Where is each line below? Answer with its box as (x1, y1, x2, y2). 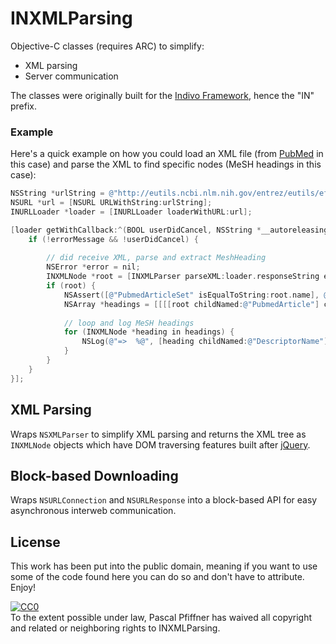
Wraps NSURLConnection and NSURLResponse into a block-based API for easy (10, 494, 318, 506)
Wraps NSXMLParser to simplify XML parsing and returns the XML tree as (10, 428, 307, 440)
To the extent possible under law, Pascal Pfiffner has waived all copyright (10, 612, 313, 624)
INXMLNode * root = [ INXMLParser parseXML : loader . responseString (46, 272, 320, 282)
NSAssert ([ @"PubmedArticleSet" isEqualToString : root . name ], (63, 290, 320, 300)
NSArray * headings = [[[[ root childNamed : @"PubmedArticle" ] (63, 299, 320, 309)
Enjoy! (10, 582, 37, 594)
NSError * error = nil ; (46, 262, 141, 272)
